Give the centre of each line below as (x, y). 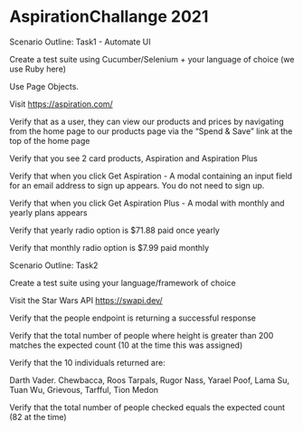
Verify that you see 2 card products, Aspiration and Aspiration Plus (133, 158)
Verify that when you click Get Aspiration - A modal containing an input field (151, 176)
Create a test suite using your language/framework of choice (123, 283)
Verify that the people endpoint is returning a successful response (133, 318)
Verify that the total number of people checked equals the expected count (147, 407)
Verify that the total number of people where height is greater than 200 (142, 335)
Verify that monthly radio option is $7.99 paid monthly (109, 247)
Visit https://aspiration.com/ (61, 104)
